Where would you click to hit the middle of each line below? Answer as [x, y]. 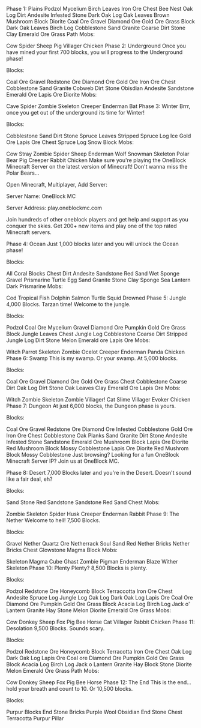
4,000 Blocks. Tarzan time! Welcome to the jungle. [68, 304]
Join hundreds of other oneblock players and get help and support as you [97, 219]
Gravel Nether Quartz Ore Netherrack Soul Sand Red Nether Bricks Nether [98, 543]
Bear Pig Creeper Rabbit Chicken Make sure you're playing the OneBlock [96, 160]
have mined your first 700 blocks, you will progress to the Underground [94, 52]
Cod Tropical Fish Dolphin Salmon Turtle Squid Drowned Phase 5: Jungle [96, 298]
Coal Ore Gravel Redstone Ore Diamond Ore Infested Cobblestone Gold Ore [100, 429]
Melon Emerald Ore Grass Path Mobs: [53, 671]
